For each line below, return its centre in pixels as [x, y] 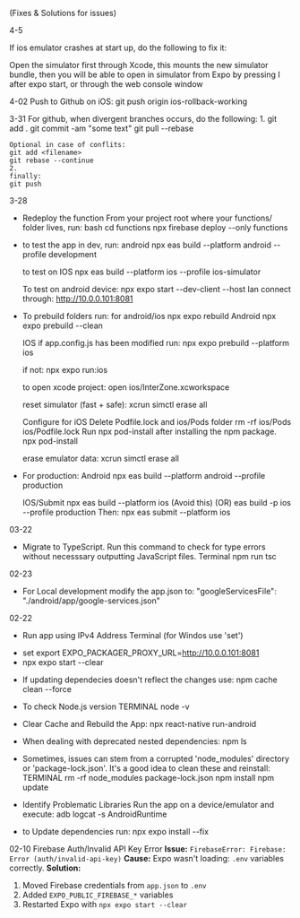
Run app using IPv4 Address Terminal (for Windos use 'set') [133, 635]
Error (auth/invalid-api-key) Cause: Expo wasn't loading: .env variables [147, 858]
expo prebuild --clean [62, 325]
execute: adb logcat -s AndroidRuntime [94, 814]
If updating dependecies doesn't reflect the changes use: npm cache [150, 680]
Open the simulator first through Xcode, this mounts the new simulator [139, 65]
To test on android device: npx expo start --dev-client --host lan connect [156, 289]
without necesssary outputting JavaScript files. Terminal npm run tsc [150, 556]
